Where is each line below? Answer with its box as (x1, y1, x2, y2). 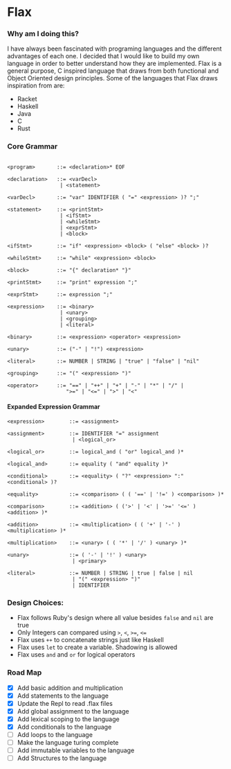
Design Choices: (7, 598, 64, 607)
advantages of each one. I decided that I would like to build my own (7, 52, 200, 60)
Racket (17, 95, 37, 103)
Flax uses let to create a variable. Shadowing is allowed (17, 643, 178, 652)
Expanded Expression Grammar (7, 403, 100, 411)
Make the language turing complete (17, 738, 119, 747)
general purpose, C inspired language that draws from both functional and (7, 67, 219, 75)
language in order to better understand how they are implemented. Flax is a (7, 60, 222, 68)
